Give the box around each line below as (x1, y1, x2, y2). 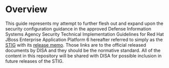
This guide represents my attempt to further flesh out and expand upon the (5, 20, 164, 26)
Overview (5, 4, 48, 15)
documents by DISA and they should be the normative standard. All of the (5, 47, 161, 53)
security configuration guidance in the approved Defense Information (5, 25, 152, 31)
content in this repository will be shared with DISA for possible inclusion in (5, 52, 162, 59)
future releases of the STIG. (5, 58, 64, 64)
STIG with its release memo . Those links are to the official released (5, 42, 146, 48)
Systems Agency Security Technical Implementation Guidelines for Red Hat (5, 31, 164, 37)
